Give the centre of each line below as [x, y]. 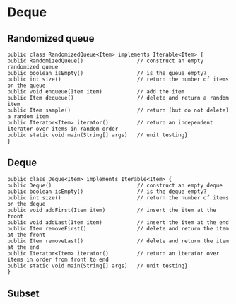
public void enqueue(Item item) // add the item [96, 92]
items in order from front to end [58, 259]
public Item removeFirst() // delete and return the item [118, 228]
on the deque [26, 204]
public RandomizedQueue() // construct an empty [105, 61]
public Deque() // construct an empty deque [115, 185]
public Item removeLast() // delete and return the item [118, 241]
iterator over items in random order [63, 129]
